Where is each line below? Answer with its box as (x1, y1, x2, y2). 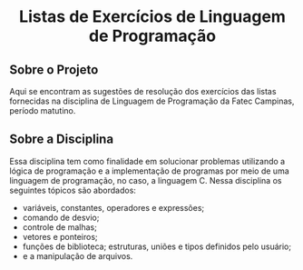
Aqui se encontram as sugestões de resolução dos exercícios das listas (9, 86, 277, 96)
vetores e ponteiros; (22, 231, 98, 242)
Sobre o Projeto (9, 62, 99, 77)
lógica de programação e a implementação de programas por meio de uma (9, 165, 290, 176)
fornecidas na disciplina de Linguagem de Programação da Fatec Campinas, (9, 95, 295, 106)
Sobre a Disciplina (9, 132, 114, 147)
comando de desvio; (22, 212, 100, 223)
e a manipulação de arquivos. (22, 250, 133, 261)
